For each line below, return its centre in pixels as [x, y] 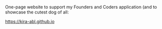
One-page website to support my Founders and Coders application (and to [81, 7]
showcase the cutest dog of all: [37, 12]
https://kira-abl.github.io [30, 22]
